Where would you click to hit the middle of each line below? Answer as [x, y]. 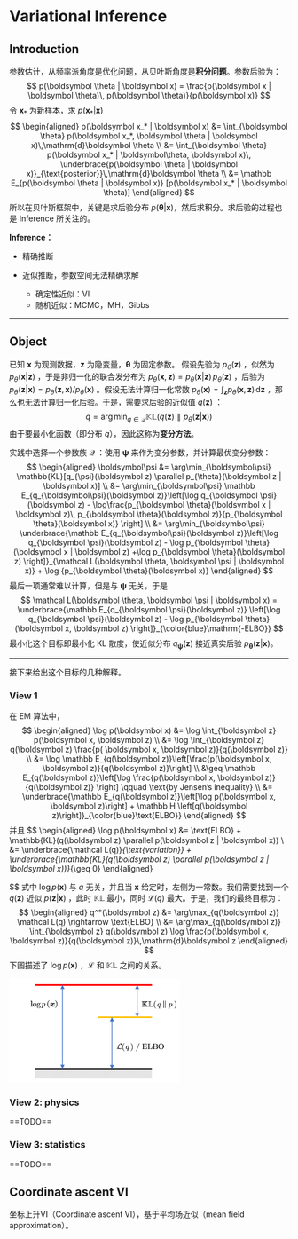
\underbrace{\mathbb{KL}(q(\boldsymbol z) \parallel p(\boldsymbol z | [139, 859]
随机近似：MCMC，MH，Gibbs [92, 304]
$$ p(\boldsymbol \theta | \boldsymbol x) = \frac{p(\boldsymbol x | [149, 86]
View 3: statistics [47, 1145]
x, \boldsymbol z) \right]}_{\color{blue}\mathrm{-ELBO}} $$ [174, 628]
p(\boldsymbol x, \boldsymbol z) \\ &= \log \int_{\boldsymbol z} [149, 739]
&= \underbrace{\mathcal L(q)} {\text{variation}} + [101, 849]
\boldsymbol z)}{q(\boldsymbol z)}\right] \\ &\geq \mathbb [149, 768]
